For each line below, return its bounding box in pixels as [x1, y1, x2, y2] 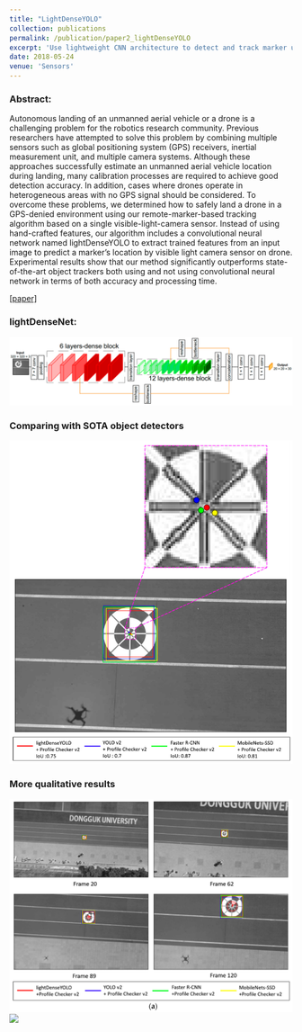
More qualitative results [9, 778, 116, 791]
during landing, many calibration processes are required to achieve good [9, 171, 279, 182]
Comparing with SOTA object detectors [9, 419, 184, 432]
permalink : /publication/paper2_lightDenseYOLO [9, 33, 191, 42]
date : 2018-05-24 [9, 52, 75, 62]
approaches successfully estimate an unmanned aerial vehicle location [9, 161, 272, 172]
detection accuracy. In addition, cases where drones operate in [9, 180, 244, 191]
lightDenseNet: [9, 316, 77, 328]
